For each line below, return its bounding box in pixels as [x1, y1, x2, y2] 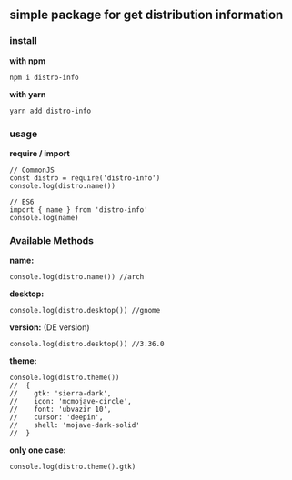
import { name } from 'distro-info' [9, 205, 148, 215]
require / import [9, 147, 70, 158]
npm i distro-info [9, 73, 79, 82]
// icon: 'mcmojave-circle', [9, 397, 132, 406]
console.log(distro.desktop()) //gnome [9, 306, 161, 315]
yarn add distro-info [9, 106, 92, 115]
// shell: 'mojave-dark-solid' [9, 421, 141, 430]
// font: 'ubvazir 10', [9, 405, 112, 415]
